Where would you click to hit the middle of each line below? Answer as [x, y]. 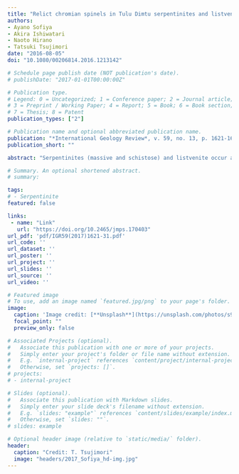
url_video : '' [28, 282]
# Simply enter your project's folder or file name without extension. [119, 354]
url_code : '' [27, 242]
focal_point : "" [38, 321]
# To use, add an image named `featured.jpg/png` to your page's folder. [119, 302]
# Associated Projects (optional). [60, 341]
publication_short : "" [41, 145]
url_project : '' [31, 262]
